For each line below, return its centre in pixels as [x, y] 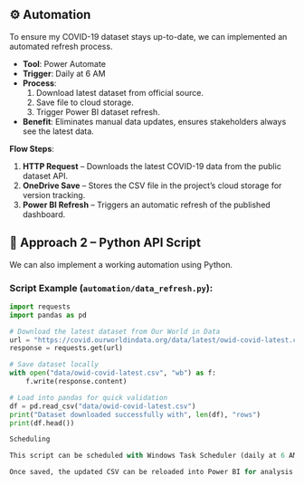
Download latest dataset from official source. [119, 92]
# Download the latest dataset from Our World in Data [115, 331]
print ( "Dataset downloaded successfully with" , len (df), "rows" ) [135, 414]
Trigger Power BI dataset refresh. [98, 111]
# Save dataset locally [54, 365]
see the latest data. [58, 131]
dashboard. [44, 214]
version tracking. [54, 195]
